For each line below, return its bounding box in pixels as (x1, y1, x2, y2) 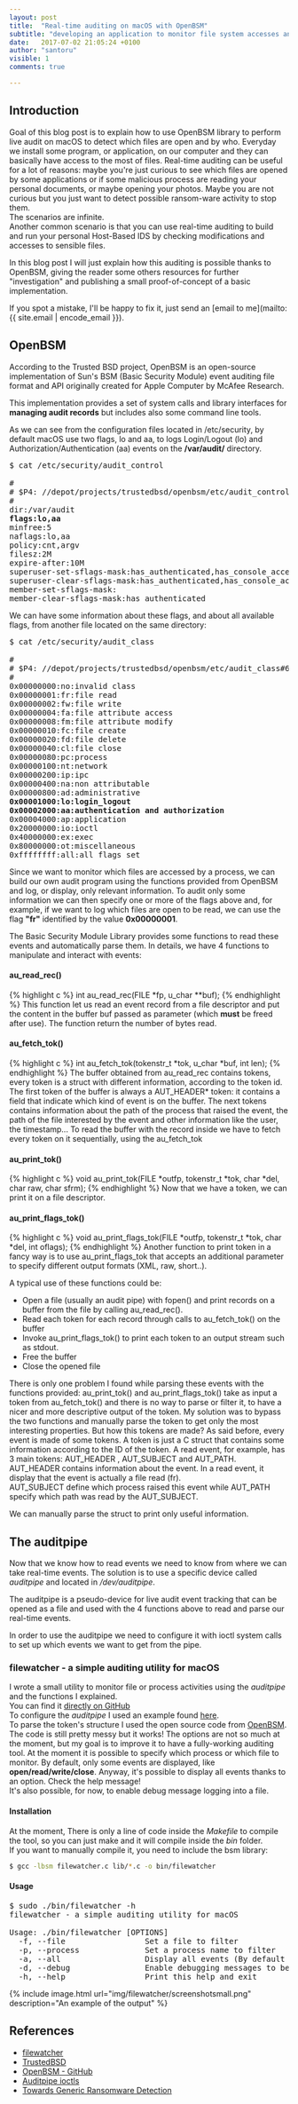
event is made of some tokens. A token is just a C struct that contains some (9, 1435, 285, 1445)
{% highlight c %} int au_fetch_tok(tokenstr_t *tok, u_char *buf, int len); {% (9, 1057, 281, 1068)
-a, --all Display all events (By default (18, 1954, 286, 1964)
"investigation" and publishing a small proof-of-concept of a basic (9, 276, 251, 287)
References (9, 2023, 74, 2038)
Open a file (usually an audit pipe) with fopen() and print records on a (21, 1295, 275, 1306)
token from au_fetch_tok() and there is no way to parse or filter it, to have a (9, 1397, 282, 1408)
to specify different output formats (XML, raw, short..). (9, 1261, 208, 1271)
